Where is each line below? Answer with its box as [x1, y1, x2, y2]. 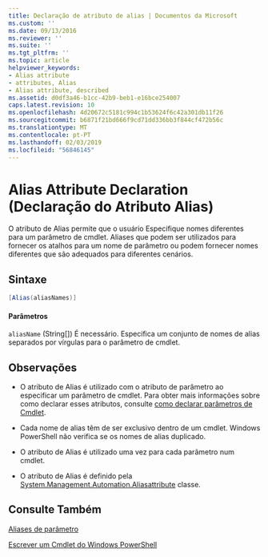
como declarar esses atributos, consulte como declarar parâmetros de [19, 399, 253, 409]
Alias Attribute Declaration [8, 180, 189, 199]
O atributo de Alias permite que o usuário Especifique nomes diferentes [8, 224, 244, 233]
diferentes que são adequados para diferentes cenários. [8, 249, 194, 259]
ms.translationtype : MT [8, 123, 88, 131]
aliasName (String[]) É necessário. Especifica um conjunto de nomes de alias [8, 329, 260, 339]
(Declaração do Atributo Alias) [8, 197, 214, 216]
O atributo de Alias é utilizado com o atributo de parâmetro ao [19, 382, 224, 392]
